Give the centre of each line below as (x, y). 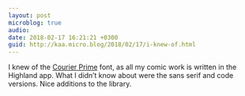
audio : (19, 30)
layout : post (30, 15)
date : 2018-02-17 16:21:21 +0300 (63, 37)
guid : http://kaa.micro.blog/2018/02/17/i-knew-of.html (102, 45)
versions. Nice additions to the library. (70, 84)
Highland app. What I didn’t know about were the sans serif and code (121, 76)
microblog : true (35, 23)
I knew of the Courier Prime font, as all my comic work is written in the (122, 67)
